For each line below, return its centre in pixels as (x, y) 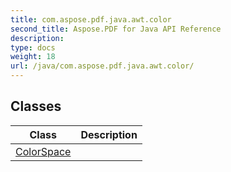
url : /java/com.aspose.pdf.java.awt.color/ (102, 66)
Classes (36, 106)
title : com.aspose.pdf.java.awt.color (91, 19)
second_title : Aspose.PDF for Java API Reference (116, 29)
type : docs (33, 47)
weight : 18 (33, 57)
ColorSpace (43, 151)
